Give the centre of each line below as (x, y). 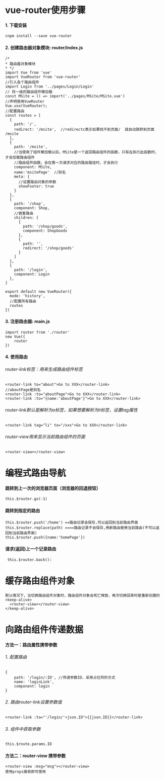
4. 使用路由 (17, 357)
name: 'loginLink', (34, 682)
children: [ (26, 217)
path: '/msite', (31, 147)
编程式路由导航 (36, 473)
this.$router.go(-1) (27, 499)
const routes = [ (23, 115)
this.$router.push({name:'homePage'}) (45, 537)
